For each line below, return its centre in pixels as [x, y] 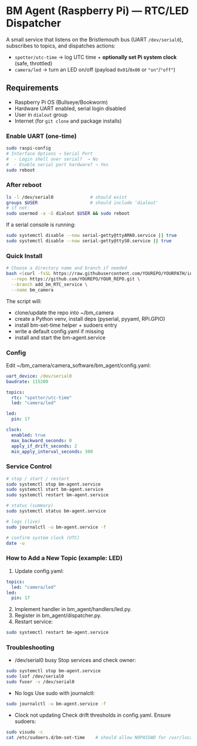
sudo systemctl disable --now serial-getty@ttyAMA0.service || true [91, 236]
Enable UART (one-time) [42, 136]
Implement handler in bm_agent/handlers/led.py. [73, 609]
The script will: [24, 301]
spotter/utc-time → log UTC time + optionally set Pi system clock [96, 57]
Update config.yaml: [39, 571]
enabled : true [28, 435]
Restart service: [34, 622]
